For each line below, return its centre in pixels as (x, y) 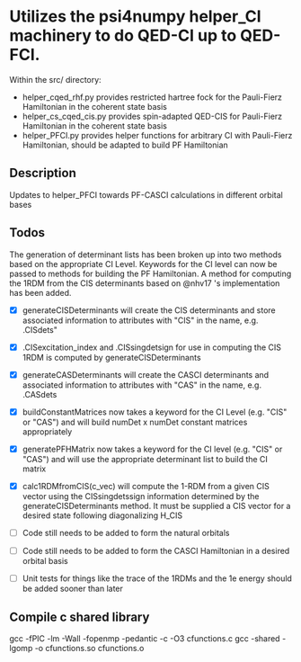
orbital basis (45, 561)
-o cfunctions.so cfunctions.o (89, 648)
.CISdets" (40, 329)
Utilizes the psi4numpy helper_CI (136, 17)
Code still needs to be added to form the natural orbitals (126, 532)
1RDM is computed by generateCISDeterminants (111, 357)
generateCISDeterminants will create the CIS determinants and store (149, 310)
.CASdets (40, 394)
